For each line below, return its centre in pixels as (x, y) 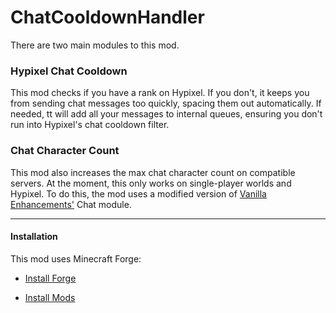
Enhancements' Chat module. (71, 204)
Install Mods (50, 297)
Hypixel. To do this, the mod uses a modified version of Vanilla (138, 193)
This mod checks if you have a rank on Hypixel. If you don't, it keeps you (160, 93)
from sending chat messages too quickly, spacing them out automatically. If (166, 103)
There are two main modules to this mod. (95, 45)
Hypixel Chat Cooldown (69, 71)
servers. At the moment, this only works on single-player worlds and (151, 183)
